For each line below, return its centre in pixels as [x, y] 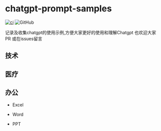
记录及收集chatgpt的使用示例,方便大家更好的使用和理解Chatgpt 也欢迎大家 [81, 32]
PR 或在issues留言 [24, 39]
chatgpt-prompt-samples [59, 9]
